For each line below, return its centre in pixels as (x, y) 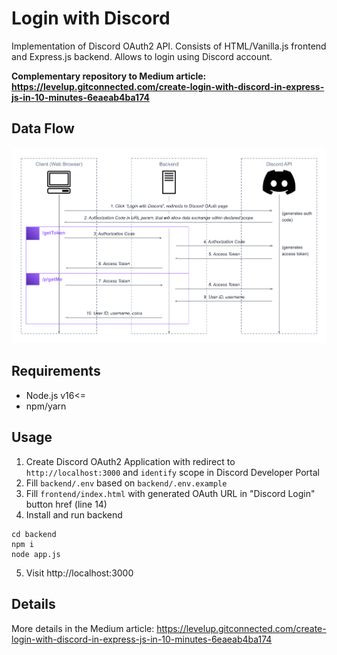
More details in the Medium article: (83, 628)
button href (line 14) (66, 504)
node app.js (36, 554)
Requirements (56, 371)
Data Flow (43, 128)
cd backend (34, 534)
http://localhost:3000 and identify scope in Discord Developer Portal (172, 472)
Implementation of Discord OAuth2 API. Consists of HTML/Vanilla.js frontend (169, 46)
